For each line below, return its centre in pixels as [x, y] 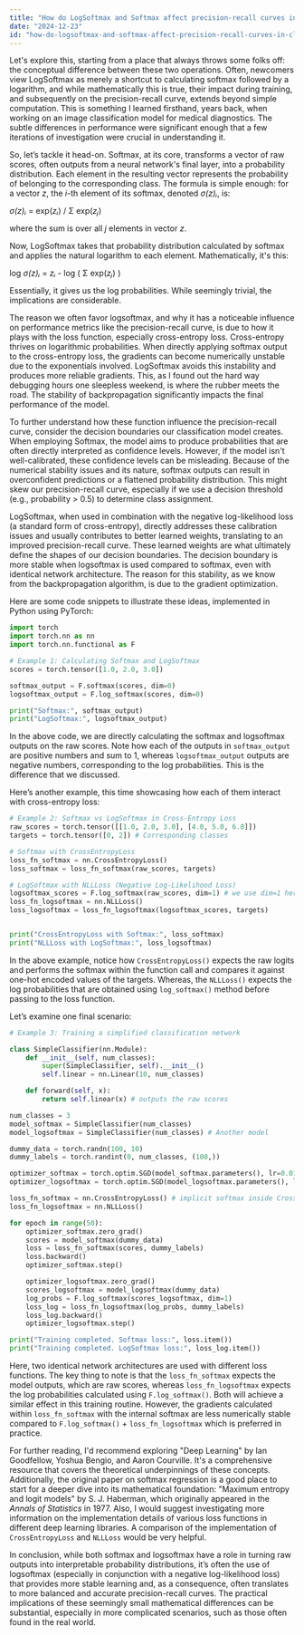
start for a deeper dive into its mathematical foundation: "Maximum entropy [149, 1489]
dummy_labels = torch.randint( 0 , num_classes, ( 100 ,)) [115, 1157]
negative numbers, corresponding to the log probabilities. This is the [137, 765]
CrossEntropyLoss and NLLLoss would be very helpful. [108, 1537]
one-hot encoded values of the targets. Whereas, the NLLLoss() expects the [151, 979]
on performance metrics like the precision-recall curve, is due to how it [142, 328]
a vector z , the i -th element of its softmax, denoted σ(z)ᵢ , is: [120, 193]
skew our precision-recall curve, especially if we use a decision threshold [146, 489]
